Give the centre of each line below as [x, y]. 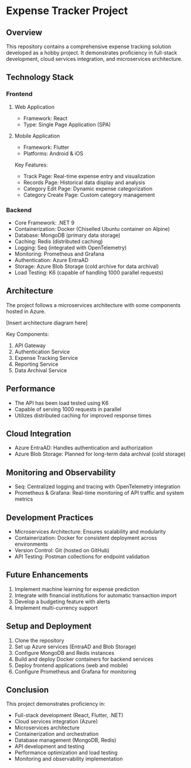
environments [31, 544]
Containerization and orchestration [57, 734]
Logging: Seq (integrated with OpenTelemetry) [71, 247]
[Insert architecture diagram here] [47, 322]
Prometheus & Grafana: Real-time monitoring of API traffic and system [99, 493]
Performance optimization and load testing [66, 753]
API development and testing [50, 746]
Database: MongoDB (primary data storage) [67, 235]
